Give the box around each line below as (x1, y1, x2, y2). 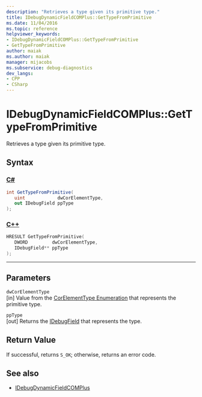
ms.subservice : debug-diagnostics (6, 64, 93, 71)
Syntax (6, 158, 34, 168)
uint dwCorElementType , (14, 195, 103, 201)
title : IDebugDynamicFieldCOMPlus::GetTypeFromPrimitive (6, 14, 152, 20)
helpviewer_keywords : (6, 31, 61, 37)
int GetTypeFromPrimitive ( (6, 189, 74, 195)
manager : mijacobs (6, 59, 52, 65)
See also (6, 368, 39, 378)
